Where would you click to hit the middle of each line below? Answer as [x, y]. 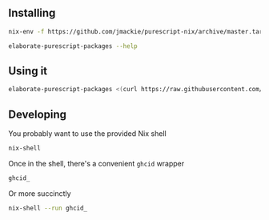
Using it [28, 71]
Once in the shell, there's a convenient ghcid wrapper [96, 163]
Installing [32, 13]
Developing [37, 114]
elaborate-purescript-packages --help [73, 46]
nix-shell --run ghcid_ [48, 208]
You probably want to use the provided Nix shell [87, 134]
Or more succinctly [40, 193]
